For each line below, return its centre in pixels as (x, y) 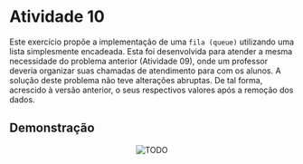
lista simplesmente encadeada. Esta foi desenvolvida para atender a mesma (151, 51)
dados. (22, 99)
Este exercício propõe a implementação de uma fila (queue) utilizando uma (152, 42)
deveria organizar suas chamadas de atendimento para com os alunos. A (146, 71)
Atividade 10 (57, 17)
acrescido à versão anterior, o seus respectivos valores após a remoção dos (151, 90)
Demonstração (52, 128)
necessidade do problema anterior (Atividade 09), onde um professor (139, 61)
